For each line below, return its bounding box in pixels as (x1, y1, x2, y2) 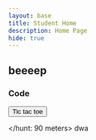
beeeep (8, 63, 47, 77)
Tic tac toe (12, 107, 43, 116)
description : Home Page (8, 26, 88, 34)
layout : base (8, 11, 52, 20)
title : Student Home (8, 19, 78, 27)
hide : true (8, 34, 45, 42)
